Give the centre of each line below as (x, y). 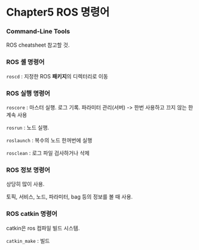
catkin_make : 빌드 (28, 240)
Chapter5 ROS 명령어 (58, 12)
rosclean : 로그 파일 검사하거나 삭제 (48, 153)
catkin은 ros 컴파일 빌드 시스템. (43, 228)
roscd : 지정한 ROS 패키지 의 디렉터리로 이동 (57, 76)
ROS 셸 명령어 (25, 62)
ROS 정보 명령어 (28, 170)
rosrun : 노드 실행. (28, 128)
